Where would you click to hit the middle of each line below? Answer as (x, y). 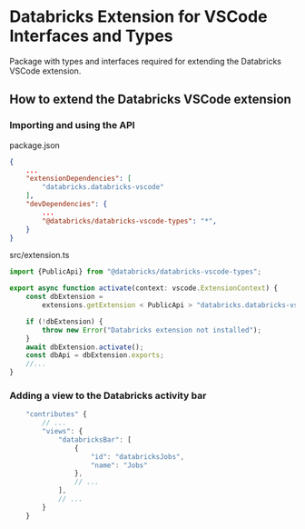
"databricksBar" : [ (94, 439)
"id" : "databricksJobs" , (137, 456)
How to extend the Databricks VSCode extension (151, 100)
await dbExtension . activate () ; (85, 347)
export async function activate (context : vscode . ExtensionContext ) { (144, 288)
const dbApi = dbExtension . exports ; (95, 355)
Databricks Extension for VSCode (138, 17)
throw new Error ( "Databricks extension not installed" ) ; (152, 330)
